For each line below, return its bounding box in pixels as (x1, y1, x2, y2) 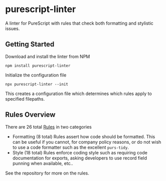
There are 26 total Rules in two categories (5, 124, 92, 130)
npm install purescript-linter (5, 63, 71, 68)
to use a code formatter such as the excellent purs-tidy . (12, 144, 129, 150)
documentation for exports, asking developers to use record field (12, 155, 147, 161)
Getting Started (5, 40, 55, 49)
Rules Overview (5, 111, 56, 119)
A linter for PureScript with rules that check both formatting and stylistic (5, 20, 154, 26)
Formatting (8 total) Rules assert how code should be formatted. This (12, 133, 155, 139)
